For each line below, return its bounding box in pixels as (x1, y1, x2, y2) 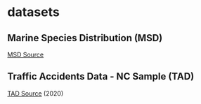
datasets (7, 4, 60, 20)
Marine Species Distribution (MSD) (7, 32, 163, 44)
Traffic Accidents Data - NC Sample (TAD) (7, 70, 195, 82)
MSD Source (7, 50, 44, 59)
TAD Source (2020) (7, 89, 64, 98)
